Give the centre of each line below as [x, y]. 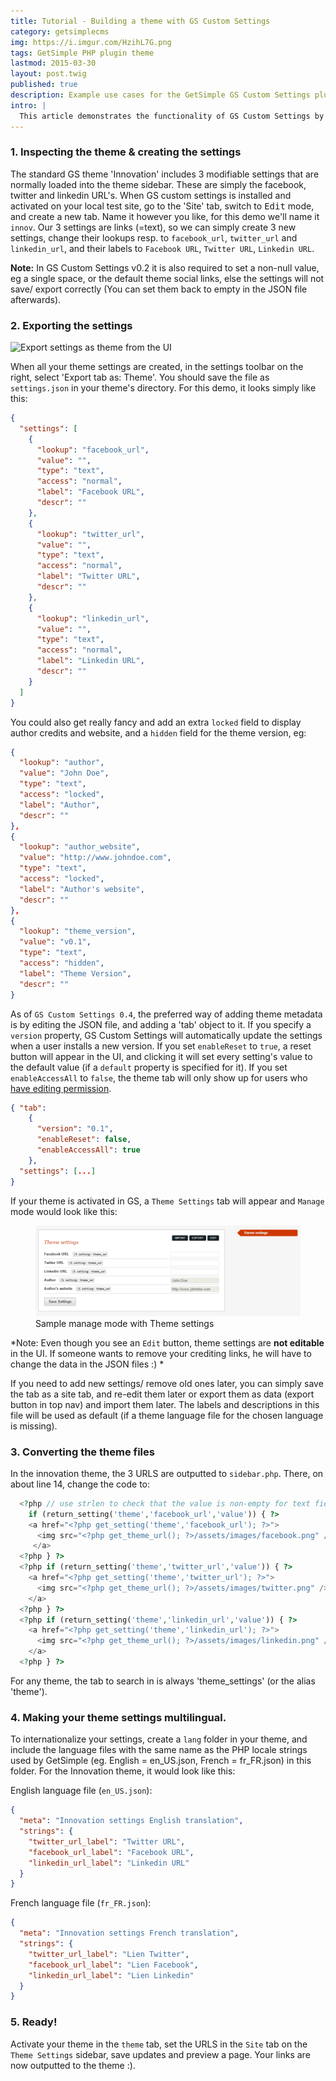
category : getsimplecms [60, 31]
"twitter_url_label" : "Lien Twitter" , [109, 1954]
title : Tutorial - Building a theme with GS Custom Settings [140, 21]
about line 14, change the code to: [80, 1484]
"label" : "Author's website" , [82, 889]
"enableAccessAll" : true [88, 1150]
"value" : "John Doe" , [64, 773]
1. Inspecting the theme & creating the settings [126, 152]
